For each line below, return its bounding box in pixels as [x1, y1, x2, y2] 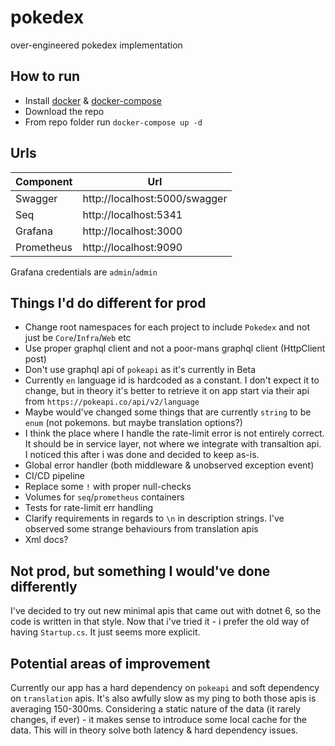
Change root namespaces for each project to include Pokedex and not [24, 321, 311, 333]
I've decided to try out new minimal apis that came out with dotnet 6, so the [10, 605, 322, 617]
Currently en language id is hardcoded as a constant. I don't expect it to [24, 374, 320, 386]
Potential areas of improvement [10, 655, 211, 672]
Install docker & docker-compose [24, 94, 162, 106]
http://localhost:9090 [82, 240, 183, 254]
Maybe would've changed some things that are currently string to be [24, 406, 312, 418]
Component [15, 174, 73, 188]
